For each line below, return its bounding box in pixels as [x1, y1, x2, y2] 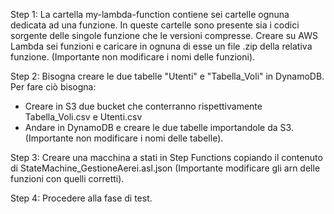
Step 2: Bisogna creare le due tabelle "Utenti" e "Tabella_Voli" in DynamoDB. [10, 70, 325, 82]
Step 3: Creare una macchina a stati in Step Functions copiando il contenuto [10, 152, 323, 163]
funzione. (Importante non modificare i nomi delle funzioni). [10, 51, 256, 63]
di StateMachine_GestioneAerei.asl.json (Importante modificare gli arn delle [10, 162, 321, 174]
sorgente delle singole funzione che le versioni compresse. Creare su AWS [10, 30, 318, 41]
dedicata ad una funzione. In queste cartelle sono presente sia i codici [10, 19, 300, 31]
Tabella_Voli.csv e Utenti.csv [24, 111, 143, 123]
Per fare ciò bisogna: [10, 81, 97, 93]
